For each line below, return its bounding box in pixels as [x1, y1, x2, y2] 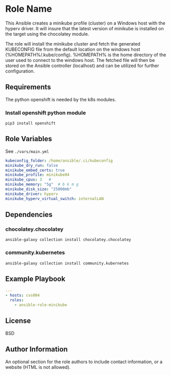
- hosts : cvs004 [5, 293, 40, 298]
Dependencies [5, 210, 53, 219]
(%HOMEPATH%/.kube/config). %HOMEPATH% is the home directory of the [5, 52, 166, 58]
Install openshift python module [5, 109, 86, 116]
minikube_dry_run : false [5, 163, 58, 168]
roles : [10, 298, 24, 303]
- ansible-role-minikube [14, 302, 67, 307]
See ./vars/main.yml [5, 148, 50, 154]
